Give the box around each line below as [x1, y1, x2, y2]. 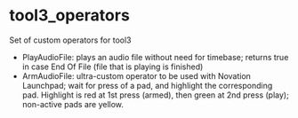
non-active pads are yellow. [21, 98, 125, 109]
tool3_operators [9, 5, 131, 26]
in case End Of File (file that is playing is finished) [21, 61, 204, 72]
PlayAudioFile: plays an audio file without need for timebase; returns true [21, 51, 289, 62]
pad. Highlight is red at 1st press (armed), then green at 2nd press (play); [21, 90, 289, 100]
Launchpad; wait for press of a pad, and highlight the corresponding [21, 80, 273, 90]
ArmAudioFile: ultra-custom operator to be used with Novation [21, 70, 252, 81]
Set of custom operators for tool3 [9, 35, 132, 45]
